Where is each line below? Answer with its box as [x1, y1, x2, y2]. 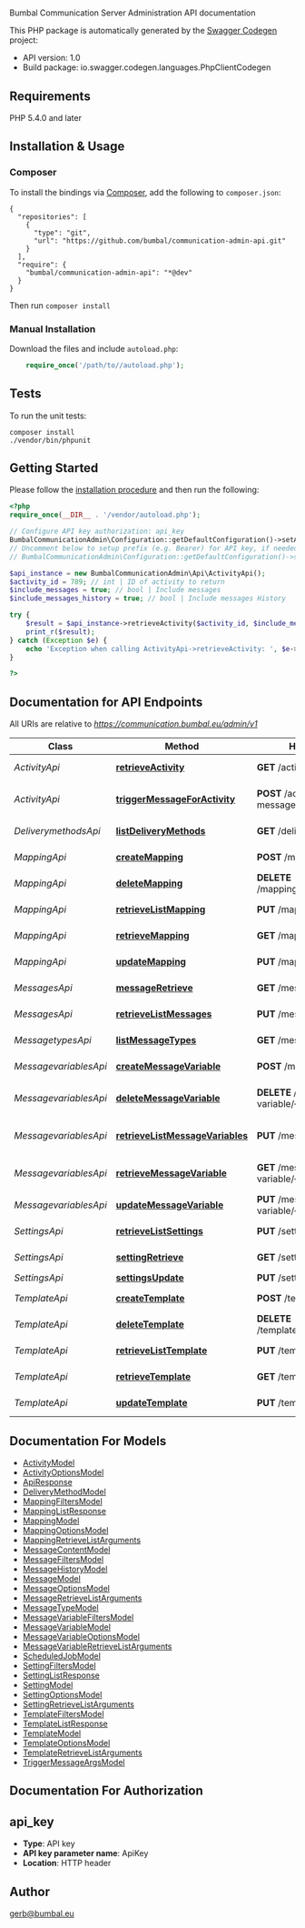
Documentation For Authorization [9, 1783, 203, 1799]
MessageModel [22, 1572, 82, 1584]
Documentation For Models [9, 1433, 167, 1449]
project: [9, 35, 39, 45]
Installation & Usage [9, 139, 125, 155]
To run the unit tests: [9, 410, 87, 421]
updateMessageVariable [115, 1199, 224, 1211]
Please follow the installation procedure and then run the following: [9, 485, 260, 496]
